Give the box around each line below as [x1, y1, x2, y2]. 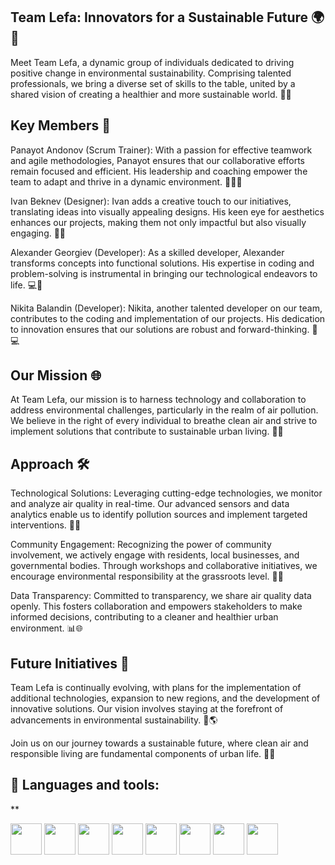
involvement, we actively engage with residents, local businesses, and [10, 549, 300, 561]
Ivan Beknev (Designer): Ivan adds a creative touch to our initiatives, [10, 195, 292, 207]
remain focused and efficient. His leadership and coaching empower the [10, 165, 308, 177]
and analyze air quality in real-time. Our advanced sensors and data [10, 498, 290, 510]
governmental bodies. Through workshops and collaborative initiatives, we [10, 560, 318, 572]
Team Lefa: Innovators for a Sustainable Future [10, 9, 309, 26]
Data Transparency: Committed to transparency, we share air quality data [10, 590, 312, 602]
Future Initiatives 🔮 [10, 655, 130, 672]
